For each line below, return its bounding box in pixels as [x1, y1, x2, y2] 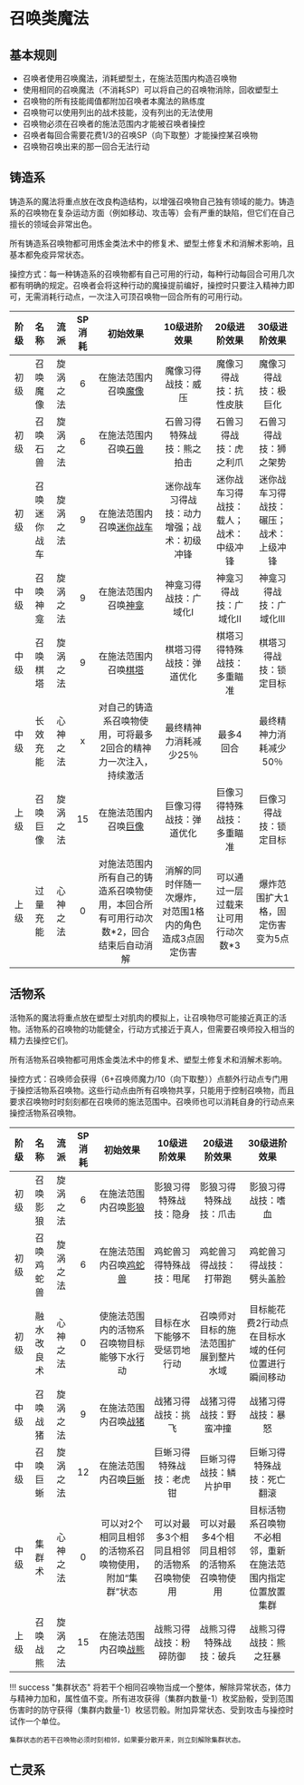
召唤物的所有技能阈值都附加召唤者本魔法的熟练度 [22, 96, 205, 106]
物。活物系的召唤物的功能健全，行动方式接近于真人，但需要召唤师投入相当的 [9, 1023, 295, 1034]
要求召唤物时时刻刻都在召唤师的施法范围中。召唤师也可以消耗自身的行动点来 [9, 1096, 295, 1107]
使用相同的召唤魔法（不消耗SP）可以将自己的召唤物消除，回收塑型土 [22, 84, 279, 95]
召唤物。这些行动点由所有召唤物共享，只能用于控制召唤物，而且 [56, 1085, 295, 1096]
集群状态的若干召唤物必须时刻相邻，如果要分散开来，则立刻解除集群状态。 [9, 1735, 246, 1744]
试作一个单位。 [9, 1715, 65, 1726]
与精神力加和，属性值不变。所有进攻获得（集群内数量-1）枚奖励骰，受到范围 [9, 1692, 294, 1703]
